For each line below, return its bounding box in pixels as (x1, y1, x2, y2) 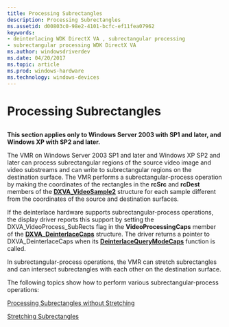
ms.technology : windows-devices (7, 73, 99, 81)
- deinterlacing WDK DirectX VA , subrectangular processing (7, 36, 186, 43)
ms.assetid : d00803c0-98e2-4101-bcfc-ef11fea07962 (7, 23, 155, 29)
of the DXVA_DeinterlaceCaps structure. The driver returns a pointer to (7, 230, 210, 238)
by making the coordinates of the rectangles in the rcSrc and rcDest (7, 180, 200, 189)
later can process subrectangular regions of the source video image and (7, 158, 211, 167)
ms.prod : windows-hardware (7, 67, 84, 74)
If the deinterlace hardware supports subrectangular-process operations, (7, 208, 214, 216)
